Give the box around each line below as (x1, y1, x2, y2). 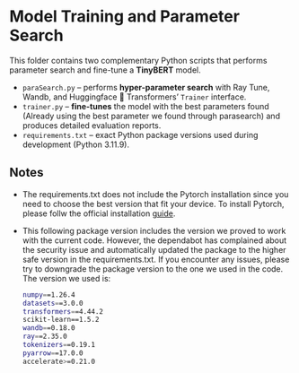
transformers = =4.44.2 (22, 307, 103, 316)
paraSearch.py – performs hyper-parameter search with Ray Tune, (22, 82, 270, 92)
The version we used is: (22, 273, 111, 283)
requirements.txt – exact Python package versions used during (22, 129, 259, 140)
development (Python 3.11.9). (22, 139, 130, 150)
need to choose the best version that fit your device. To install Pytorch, (22, 198, 285, 209)
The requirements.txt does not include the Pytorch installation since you (22, 188, 289, 199)
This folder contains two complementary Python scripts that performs (9, 55, 268, 65)
